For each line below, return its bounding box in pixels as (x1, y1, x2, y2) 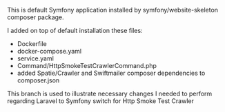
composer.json (17, 76, 60, 85)
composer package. (7, 13, 64, 21)
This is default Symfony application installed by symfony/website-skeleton (7, 6, 219, 14)
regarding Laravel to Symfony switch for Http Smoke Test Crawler (7, 97, 195, 105)
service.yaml (17, 54, 54, 63)
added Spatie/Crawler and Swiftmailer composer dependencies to (17, 69, 206, 77)
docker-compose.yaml (17, 47, 81, 55)
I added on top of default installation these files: (7, 27, 143, 34)
